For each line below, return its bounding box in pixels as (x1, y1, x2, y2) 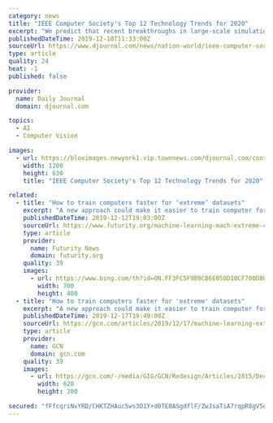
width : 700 (37, 282, 75, 290)
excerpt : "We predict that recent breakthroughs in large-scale (8, 27, 231, 35)
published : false (8, 72, 67, 80)
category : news (8, 11, 60, 20)
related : (8, 192, 38, 200)
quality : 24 (8, 58, 49, 66)
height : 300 (37, 387, 79, 396)
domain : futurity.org (29, 252, 104, 260)
